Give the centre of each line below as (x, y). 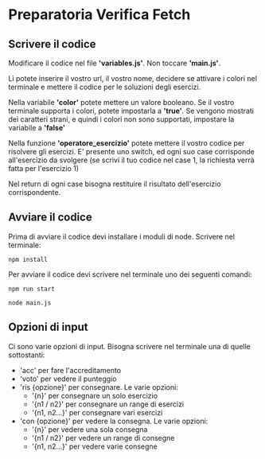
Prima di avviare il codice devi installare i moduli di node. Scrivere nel (121, 236)
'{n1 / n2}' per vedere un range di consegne (103, 438)
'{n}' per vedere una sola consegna (90, 429)
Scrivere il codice (53, 44)
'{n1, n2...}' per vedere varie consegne (94, 446)
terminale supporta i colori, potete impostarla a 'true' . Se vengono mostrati (131, 111)
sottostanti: (27, 355)
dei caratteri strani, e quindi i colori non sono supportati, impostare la (121, 119)
